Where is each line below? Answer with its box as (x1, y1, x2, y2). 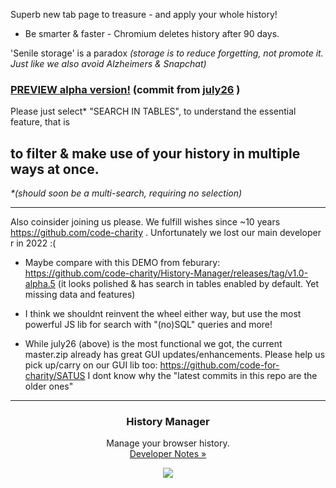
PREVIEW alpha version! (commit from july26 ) (10, 82, 241, 96)
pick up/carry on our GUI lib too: (24, 359, 158, 371)
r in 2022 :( (10, 237, 57, 249)
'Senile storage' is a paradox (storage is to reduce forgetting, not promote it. (10, 47, 324, 59)
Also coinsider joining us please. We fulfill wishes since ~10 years (10, 216, 281, 228)
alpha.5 (24, 278, 56, 290)
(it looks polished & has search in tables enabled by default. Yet (57, 278, 320, 290)
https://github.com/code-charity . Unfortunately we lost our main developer (10, 227, 322, 239)
